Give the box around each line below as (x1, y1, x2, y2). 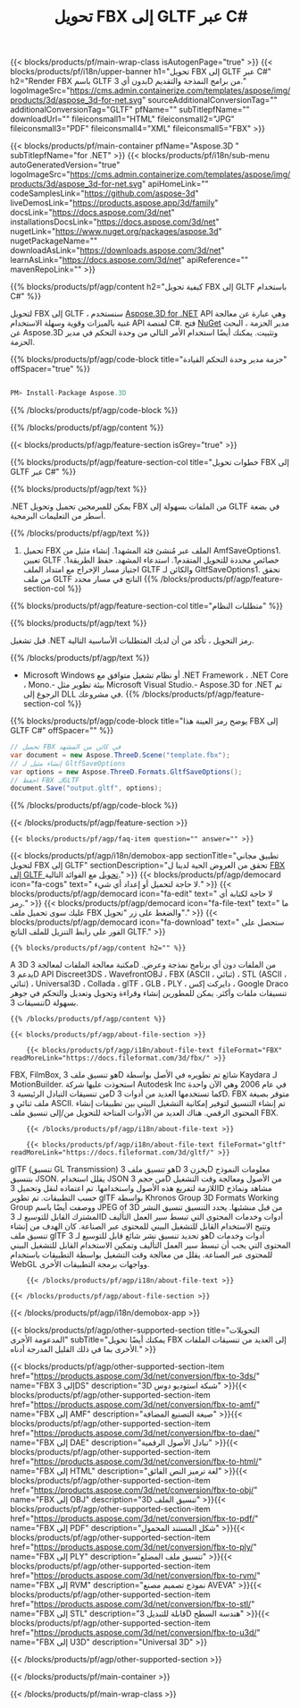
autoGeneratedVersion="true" (10, 159, 121, 171)
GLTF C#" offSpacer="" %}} (10, 725, 114, 736)
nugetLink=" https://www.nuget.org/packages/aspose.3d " (10, 226, 222, 237)
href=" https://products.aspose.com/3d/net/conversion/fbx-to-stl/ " (10, 1599, 255, 1610)
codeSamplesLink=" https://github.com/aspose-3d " (10, 188, 199, 199)
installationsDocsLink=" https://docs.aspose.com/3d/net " (10, 216, 220, 227)
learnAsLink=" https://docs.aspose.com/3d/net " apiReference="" (10, 255, 249, 266)
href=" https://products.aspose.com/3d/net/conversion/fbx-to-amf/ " (10, 1399, 261, 1410)
